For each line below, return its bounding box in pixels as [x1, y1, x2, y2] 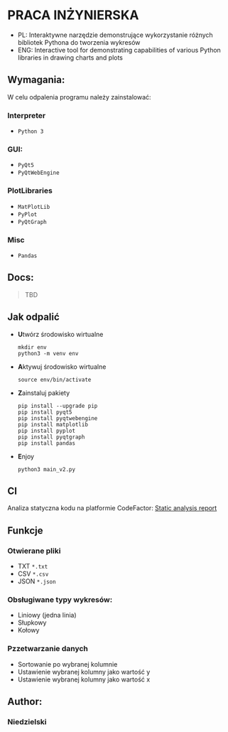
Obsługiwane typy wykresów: [7, 594, 113, 604]
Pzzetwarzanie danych [7, 644, 89, 654]
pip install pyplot [17, 427, 76, 434]
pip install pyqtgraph [17, 434, 85, 441]
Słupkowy [17, 618, 47, 627]
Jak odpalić [7, 311, 60, 323]
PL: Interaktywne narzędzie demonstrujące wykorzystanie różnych [17, 31, 213, 39]
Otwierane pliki [7, 546, 61, 556]
